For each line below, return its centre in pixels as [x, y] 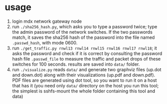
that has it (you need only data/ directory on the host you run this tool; [85, 85]
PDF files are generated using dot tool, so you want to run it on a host [85, 80]
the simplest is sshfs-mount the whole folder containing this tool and [83, 91]
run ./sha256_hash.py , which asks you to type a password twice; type [85, 26]
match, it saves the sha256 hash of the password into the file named [83, 37]
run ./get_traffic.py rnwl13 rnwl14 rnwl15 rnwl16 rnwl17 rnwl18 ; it [85, 48]
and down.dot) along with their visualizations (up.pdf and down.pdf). [83, 75]
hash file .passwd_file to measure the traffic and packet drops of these [86, 59]
